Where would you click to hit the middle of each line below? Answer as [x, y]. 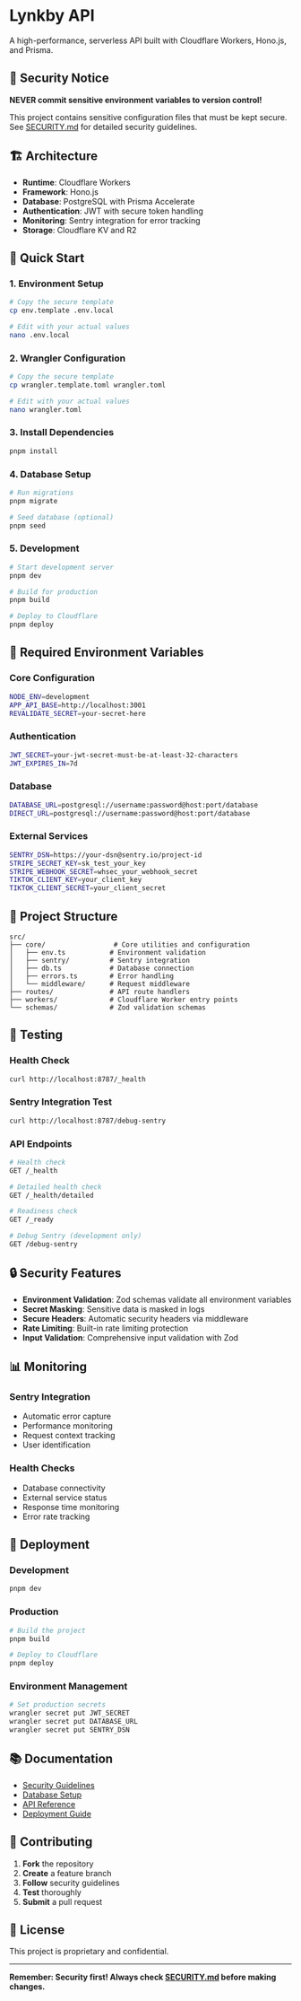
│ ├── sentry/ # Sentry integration [100, 960]
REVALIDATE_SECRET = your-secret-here [77, 713]
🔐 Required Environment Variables [107, 653]
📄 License [37, 1930]
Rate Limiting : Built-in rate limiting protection [105, 1328]
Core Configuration [52, 678]
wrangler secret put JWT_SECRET [69, 1713]
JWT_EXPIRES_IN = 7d [43, 764]
